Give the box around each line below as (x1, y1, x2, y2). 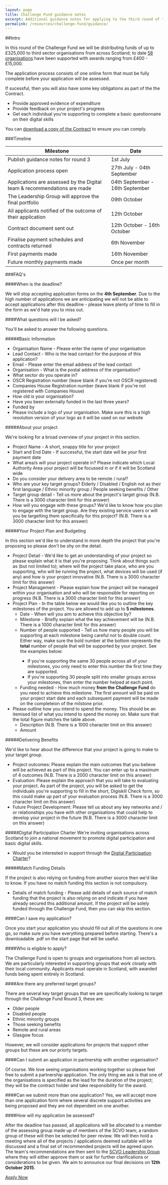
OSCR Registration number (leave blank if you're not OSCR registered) (12, 377, 157, 383)
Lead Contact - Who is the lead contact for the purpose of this (12, 351, 141, 357)
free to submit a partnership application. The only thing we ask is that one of (5, 1072, 162, 1078)
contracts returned (7, 242, 52, 249)
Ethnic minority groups (12, 1016, 59, 1022)
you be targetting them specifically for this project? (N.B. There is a (12, 513, 151, 519)
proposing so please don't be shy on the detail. (5, 543, 102, 549)
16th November (110, 251, 148, 258)
